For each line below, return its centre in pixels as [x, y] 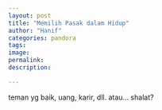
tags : [17, 45]
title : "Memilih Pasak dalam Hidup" [69, 23]
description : [30, 68]
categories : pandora [42, 38]
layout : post [30, 16]
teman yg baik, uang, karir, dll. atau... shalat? [81, 97]
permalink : [26, 61]
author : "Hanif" [35, 30]
